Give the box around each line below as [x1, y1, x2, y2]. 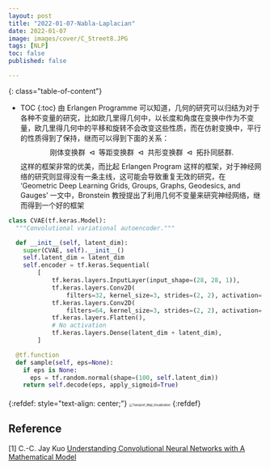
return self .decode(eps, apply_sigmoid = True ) [23, 381, 179, 389]
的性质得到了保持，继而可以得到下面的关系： [19, 133, 170, 142]
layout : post [8, 11, 53, 20]
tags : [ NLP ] [8, 42, 49, 50]
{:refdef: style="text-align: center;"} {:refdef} [8, 398, 201, 408]
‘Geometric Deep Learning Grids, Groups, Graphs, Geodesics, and [19, 180, 241, 190]
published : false [8, 57, 67, 65]
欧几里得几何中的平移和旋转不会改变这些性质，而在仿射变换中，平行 [34, 123, 261, 133]
